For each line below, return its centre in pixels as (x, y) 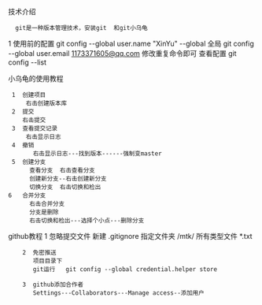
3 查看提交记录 (34, 128)
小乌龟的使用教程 (36, 78)
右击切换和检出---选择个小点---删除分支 (87, 221)
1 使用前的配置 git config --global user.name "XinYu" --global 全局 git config (131, 43)
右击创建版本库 (46, 103)
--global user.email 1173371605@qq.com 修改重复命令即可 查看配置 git (122, 53)
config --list (28, 62)
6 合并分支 (27, 195)
